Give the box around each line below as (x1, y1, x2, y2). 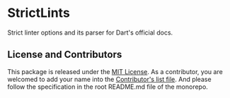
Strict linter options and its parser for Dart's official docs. (7, 28, 173, 37)
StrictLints (7, 5, 71, 21)
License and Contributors (7, 49, 122, 61)
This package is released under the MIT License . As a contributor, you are (7, 67, 223, 75)
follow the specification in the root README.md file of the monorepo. (7, 82, 209, 91)
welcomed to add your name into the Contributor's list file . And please (7, 75, 212, 83)
